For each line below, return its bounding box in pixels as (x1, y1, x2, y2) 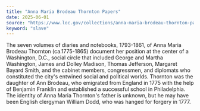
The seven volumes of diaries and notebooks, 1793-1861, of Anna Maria (6, 42, 182, 49)
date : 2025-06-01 (6, 14, 49, 20)
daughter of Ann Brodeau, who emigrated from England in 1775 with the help (6, 80, 194, 87)
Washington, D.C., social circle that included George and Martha (6, 54, 164, 61)
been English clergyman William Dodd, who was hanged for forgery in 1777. (6, 99, 192, 106)
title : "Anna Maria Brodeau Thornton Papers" (6, 8, 121, 15)
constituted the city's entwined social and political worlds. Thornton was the (6, 73, 193, 80)
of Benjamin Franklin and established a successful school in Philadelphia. (6, 85, 186, 93)
